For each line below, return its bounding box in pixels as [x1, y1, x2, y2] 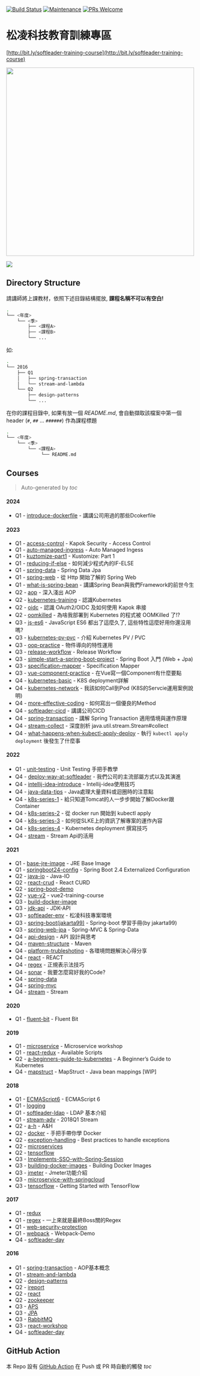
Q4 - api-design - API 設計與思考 [14, 933, 97, 940]
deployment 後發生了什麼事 [14, 737, 81, 744]
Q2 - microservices [14, 1143, 63, 1150]
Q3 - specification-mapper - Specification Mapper [14, 662, 140, 669]
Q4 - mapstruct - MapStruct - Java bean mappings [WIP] [14, 1068, 157, 1076]
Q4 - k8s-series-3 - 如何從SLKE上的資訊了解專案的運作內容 [14, 817, 163, 824]
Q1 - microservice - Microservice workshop [14, 1043, 123, 1050]
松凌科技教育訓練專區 [6, 29, 112, 42]
